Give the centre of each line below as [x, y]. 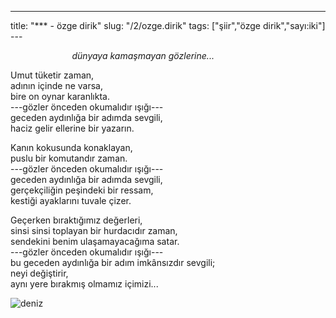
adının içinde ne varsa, [57, 85]
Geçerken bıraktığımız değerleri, [76, 220]
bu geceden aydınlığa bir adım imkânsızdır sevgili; [113, 262]
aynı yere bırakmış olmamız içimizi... [84, 284]
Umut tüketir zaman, [52, 75]
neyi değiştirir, [39, 273]
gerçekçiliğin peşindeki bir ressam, [82, 190]
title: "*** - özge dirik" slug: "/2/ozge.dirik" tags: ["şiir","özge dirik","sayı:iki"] [168, 25]
